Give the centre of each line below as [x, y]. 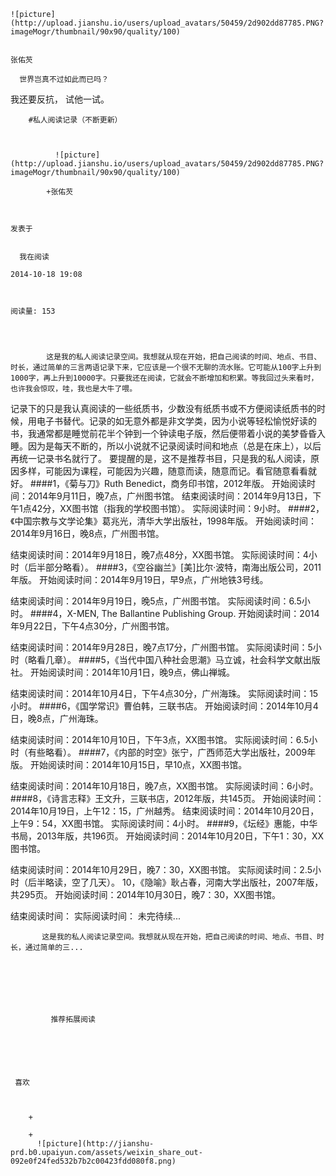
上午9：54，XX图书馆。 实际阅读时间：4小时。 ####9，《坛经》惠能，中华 [164, 823]
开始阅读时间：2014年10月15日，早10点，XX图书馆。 [138, 764]
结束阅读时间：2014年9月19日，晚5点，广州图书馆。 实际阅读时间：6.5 [156, 601]
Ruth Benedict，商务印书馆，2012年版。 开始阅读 [206, 483]
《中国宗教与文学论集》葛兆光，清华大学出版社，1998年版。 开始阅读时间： [164, 521]
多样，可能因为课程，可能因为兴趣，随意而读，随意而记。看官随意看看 [163, 471]
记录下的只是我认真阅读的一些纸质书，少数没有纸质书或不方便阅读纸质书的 [163, 408]
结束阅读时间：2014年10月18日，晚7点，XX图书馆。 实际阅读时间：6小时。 [164, 786]
